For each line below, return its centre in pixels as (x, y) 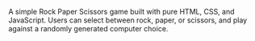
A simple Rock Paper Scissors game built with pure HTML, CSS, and (122, 12)
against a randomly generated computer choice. (88, 29)
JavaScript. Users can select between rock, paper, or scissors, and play (128, 20)
